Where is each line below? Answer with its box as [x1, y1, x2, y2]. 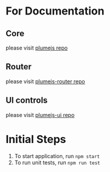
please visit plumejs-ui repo [5, 111, 75, 118]
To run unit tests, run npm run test [14, 159, 100, 166]
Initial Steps [5, 132, 66, 146]
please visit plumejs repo [5, 44, 68, 51]
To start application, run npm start [14, 152, 100, 159]
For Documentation [5, 4, 105, 18]
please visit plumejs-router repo [5, 77, 85, 85]
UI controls [5, 95, 48, 106]
